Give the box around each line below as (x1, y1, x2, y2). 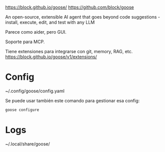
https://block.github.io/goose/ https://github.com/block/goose (5, 5, 134, 10)
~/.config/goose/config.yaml (5, 88, 64, 94)
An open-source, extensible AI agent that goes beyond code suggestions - (5, 14, 160, 20)
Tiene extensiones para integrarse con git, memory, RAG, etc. (5, 49, 133, 54)
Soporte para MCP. (5, 39, 45, 45)
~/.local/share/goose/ (5, 140, 50, 147)
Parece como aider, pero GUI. (5, 29, 67, 35)
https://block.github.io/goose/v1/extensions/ (5, 54, 97, 60)
